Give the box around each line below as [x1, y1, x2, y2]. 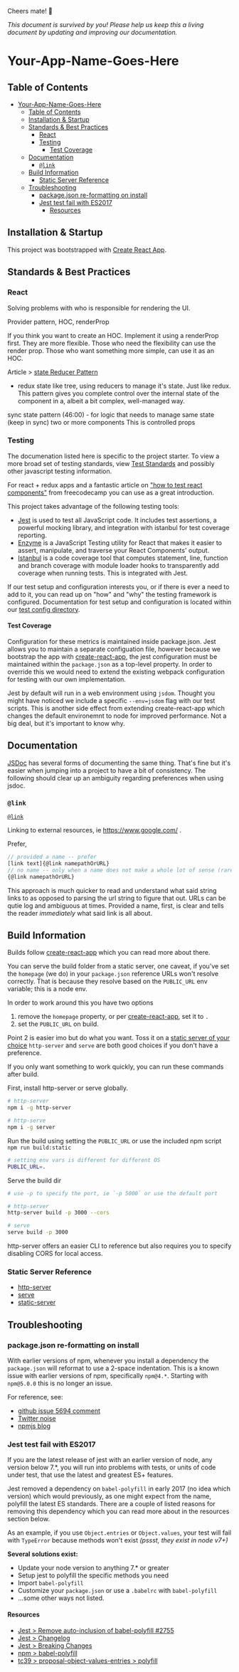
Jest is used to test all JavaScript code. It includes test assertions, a [17, 516, 217, 524]
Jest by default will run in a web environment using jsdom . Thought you [7, 689, 216, 697]
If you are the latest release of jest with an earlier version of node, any [7, 1456, 213, 1464]
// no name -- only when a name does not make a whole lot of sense [7, 867, 215, 874]
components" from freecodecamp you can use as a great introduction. [7, 488, 215, 497]
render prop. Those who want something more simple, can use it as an [7, 346, 215, 355]
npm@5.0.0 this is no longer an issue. [7, 1379, 112, 1387]
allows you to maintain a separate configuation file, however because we [7, 645, 221, 653]
